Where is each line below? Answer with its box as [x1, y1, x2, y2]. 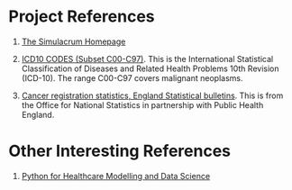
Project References [8, 6, 155, 27]
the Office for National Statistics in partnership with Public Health [21, 99, 264, 110]
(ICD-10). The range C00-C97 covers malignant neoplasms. [21, 72, 243, 83]
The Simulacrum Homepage [21, 36, 126, 47]
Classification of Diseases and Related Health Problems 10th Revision [21, 63, 279, 74]
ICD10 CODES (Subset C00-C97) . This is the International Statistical [21, 53, 274, 64]
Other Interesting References [8, 141, 232, 161]
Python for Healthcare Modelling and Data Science [21, 170, 211, 181]
